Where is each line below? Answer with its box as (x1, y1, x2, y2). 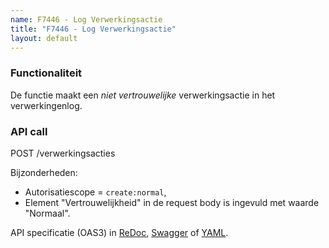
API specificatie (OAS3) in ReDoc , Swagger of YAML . (10, 226, 229, 238)
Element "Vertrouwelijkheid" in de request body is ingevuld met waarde (24, 196, 320, 208)
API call (10, 124, 48, 138)
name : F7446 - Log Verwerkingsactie (10, 14, 163, 25)
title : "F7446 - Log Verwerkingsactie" (10, 24, 177, 34)
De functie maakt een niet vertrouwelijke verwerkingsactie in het (10, 89, 276, 101)
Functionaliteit (10, 66, 83, 80)
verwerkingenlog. (10, 99, 83, 111)
